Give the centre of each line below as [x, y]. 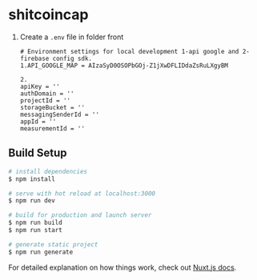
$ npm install [32, 179]
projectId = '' [45, 100]
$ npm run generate [41, 252]
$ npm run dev [32, 201]
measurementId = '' [52, 128]
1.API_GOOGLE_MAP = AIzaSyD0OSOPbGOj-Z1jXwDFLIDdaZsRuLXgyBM [124, 66]
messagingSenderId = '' [60, 114]
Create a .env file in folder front [72, 37]
